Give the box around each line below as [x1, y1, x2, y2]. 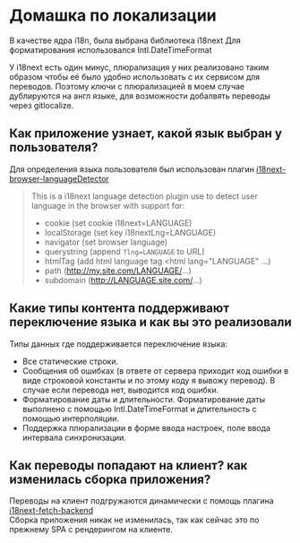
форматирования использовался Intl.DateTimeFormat [9, 44, 212, 55]
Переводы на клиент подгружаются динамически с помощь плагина [9, 496, 275, 506]
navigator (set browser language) [44, 237, 168, 247]
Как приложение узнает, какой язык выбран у [9, 126, 282, 142]
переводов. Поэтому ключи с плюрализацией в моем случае [9, 81, 244, 91]
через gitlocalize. [9, 99, 74, 110]
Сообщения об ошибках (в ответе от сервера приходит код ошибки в [21, 365, 289, 376]
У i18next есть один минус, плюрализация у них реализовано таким [9, 62, 270, 73]
